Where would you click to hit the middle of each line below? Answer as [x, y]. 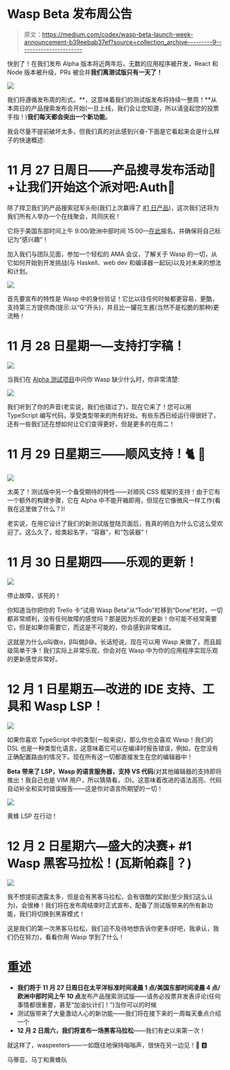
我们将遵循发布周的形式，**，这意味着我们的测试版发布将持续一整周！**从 [112, 100]
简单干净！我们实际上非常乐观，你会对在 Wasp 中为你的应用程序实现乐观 [115, 650]
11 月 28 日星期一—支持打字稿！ [96, 346]
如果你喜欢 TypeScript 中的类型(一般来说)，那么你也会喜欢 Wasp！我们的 [110, 739]
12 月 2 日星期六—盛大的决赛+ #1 [100, 846]
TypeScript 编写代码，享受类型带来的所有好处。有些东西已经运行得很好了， [113, 415]
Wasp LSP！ [69, 706]
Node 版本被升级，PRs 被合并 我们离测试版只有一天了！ [85, 72]
